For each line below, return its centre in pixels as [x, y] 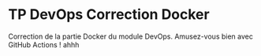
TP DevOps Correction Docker [109, 15]
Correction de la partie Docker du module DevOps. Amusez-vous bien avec [131, 36]
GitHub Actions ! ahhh [44, 44]
